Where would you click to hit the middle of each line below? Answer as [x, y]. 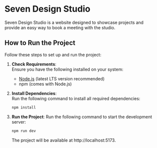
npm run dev [24, 131]
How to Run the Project [40, 43]
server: [19, 122]
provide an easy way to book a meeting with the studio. [60, 27]
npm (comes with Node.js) [45, 84]
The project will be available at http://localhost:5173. [64, 140]
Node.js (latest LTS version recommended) [62, 78]
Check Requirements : [34, 64]
